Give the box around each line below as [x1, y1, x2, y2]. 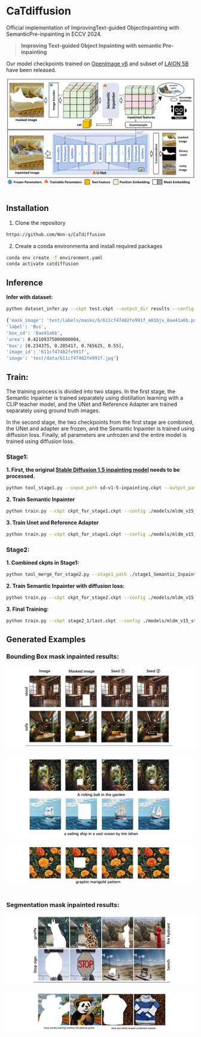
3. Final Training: [6, 605, 49, 613]
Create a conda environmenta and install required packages [14, 242, 163, 249]
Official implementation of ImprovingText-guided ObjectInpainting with [6, 24, 179, 31]
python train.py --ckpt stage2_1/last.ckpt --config [6, 617, 141, 624]
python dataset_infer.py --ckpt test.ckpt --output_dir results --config [6, 306, 194, 312]
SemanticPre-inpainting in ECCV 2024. [6, 30, 102, 37]
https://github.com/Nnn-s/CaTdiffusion [6, 231, 106, 237]
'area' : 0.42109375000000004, [6, 336, 82, 342]
